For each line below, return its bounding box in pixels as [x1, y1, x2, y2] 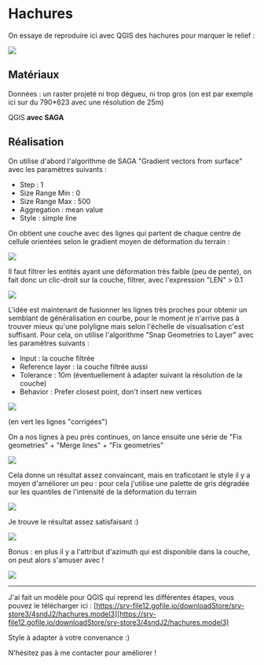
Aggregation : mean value [19, 205, 104, 214]
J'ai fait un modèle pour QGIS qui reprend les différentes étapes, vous [8, 592, 234, 601]
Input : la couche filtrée [19, 353, 95, 363]
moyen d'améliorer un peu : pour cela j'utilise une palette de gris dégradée [8, 478, 250, 488]
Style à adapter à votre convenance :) [8, 633, 130, 642]
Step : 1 [19, 180, 44, 189]
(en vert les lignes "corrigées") [8, 417, 108, 426]
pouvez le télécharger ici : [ [8, 601, 97, 610]
